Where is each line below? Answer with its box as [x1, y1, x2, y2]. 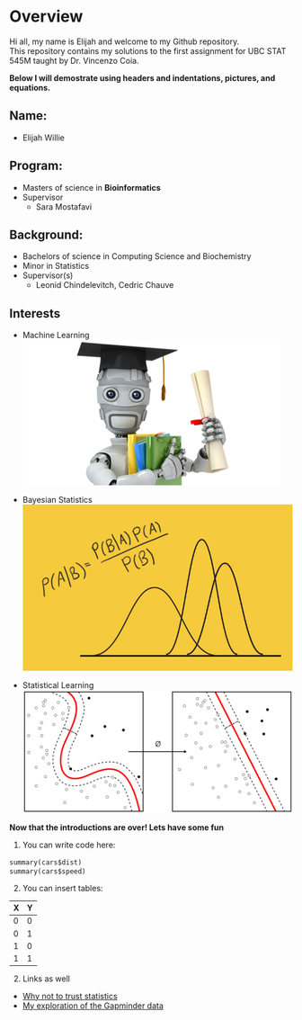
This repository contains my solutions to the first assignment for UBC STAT [9, 45, 287, 56]
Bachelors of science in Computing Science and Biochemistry [22, 251, 252, 262]
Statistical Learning [22, 679, 94, 690]
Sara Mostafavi [35, 201, 93, 212]
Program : [9, 158, 63, 174]
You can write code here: [22, 839, 116, 850]
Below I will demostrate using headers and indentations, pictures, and [9, 72, 276, 83]
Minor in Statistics [22, 261, 90, 272]
